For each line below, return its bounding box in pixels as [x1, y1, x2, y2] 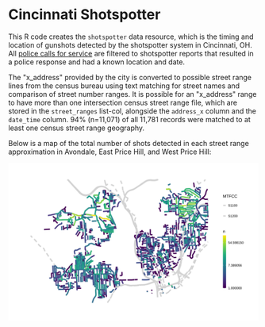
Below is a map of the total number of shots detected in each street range [8, 138, 250, 148]
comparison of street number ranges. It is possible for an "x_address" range [8, 89, 257, 98]
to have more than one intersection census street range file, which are [8, 98, 238, 107]
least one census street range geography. [8, 123, 145, 133]
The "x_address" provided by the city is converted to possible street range [8, 72, 252, 82]
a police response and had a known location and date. [8, 57, 185, 67]
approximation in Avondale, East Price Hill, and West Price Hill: [8, 147, 212, 156]
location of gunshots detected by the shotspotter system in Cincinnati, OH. [8, 40, 252, 49]
